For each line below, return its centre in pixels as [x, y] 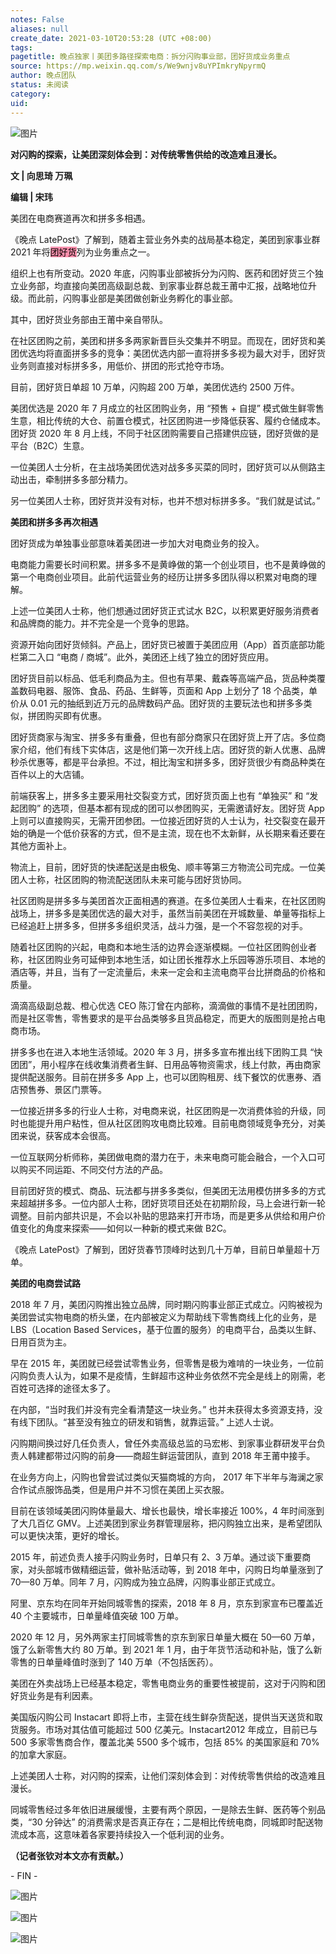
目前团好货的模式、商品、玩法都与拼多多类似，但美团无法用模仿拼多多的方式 [168, 1190]
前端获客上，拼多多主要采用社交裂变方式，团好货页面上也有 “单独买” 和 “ [160, 795]
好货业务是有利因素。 [54, 1695]
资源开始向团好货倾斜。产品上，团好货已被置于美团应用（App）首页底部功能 [167, 644]
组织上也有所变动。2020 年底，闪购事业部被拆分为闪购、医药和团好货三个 [162, 273]
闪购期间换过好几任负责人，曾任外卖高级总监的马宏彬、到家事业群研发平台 [163, 1443]
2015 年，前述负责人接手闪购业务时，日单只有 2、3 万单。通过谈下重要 [156, 1557]
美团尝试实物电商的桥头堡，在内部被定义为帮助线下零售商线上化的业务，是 [163, 1317]
